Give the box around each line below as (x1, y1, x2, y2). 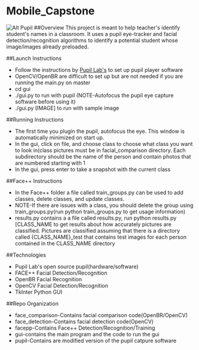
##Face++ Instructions (6, 177, 63, 184)
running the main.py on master (14, 79, 91, 86)
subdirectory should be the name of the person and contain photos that (14, 153, 191, 160)
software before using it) (14, 98, 76, 105)
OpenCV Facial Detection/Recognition (14, 282, 109, 289)
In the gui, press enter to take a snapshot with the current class (14, 166, 171, 173)
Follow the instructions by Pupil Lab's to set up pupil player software (14, 66, 183, 73)
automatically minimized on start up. (14, 133, 105, 141)
